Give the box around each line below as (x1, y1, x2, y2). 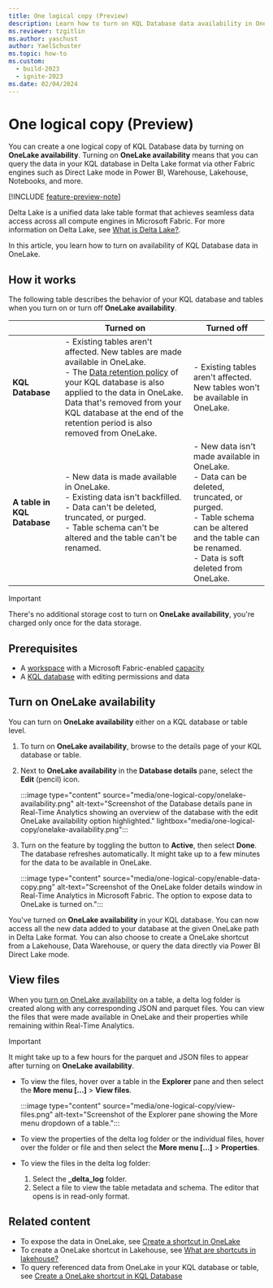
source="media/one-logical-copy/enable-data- (102, 873, 261, 883)
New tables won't (193, 382, 260, 393)
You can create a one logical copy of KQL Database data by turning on (8, 141, 245, 151)
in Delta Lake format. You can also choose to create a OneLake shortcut (8, 932, 249, 942)
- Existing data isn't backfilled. (64, 492, 182, 503)
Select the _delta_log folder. (32, 1173, 128, 1183)
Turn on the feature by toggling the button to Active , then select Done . (19, 840, 258, 850)
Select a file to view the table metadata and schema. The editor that (32, 1182, 259, 1192)
